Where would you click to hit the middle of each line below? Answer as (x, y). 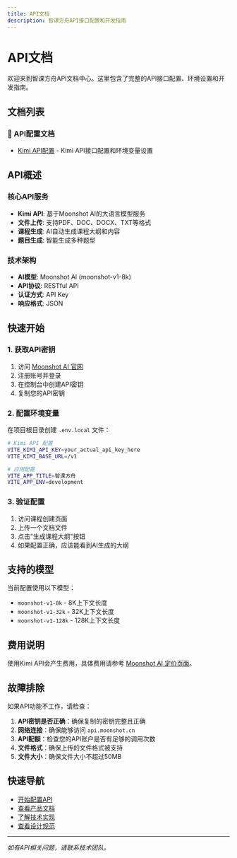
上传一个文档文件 (42, 527)
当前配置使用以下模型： (41, 588)
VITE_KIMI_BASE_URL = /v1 (42, 456)
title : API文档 (29, 14)
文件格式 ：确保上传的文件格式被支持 (70, 748)
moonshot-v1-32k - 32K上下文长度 (66, 612)
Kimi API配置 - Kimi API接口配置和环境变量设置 (85, 151)
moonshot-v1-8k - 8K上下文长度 (62, 603)
